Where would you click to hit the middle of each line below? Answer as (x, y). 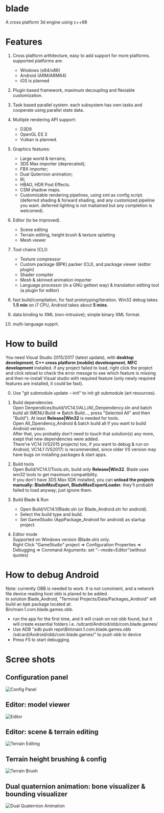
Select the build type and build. (51, 514)
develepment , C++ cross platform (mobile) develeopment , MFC (71, 362)
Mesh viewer (33, 240)
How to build (32, 344)
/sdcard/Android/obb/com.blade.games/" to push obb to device (77, 634)
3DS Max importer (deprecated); (53, 164)
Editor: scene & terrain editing (52, 732)
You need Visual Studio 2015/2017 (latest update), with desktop (70, 357)
